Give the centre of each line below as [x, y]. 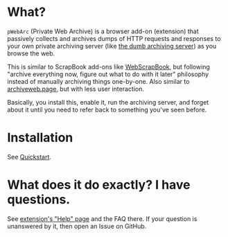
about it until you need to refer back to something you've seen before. [107, 109]
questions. [39, 200]
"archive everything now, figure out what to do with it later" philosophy [108, 74]
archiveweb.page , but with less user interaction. [76, 89]
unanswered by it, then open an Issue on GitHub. [77, 226]
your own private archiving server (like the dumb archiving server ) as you [112, 46]
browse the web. [31, 53]
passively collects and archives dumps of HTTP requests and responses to [114, 38]
